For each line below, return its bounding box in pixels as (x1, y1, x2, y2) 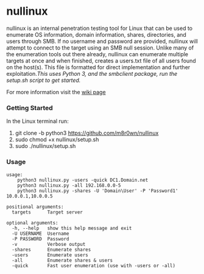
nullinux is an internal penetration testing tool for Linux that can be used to (6, 24, 193, 32)
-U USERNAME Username (12, 231, 69, 237)
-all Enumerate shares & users (12, 257, 113, 264)
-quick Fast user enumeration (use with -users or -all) (12, 262, 175, 268)
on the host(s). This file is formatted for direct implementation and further (6, 63, 191, 71)
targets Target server (12, 209, 83, 215)
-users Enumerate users (12, 252, 88, 258)
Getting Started (6, 103, 53, 112)
